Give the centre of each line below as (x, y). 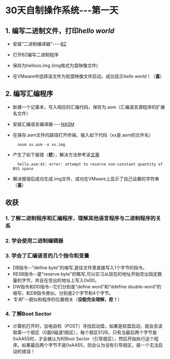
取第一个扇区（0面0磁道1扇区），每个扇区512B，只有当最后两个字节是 (85, 332)
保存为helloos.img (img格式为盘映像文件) (55, 66)
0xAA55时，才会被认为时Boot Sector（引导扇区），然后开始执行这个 (83, 339)
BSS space (23, 169)
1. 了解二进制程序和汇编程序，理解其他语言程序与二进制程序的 (80, 218)
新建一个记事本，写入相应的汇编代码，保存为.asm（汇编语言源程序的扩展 (89, 107)
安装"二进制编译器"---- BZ (40, 44)
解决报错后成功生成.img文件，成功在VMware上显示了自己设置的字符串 (86, 179)
